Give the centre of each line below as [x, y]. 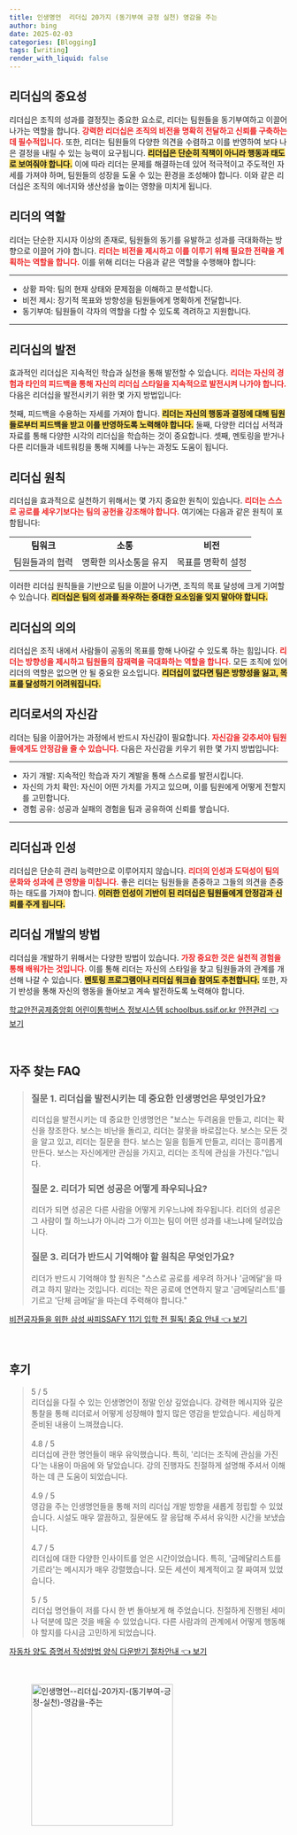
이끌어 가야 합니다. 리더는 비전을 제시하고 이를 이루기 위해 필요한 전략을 [154, 251]
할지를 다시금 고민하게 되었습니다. [98, 1632]
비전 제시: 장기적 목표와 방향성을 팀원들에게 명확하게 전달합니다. [132, 300]
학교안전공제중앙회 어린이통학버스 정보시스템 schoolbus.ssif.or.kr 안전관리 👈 [144, 1010]
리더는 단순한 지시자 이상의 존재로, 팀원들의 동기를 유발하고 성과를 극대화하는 [141, 239]
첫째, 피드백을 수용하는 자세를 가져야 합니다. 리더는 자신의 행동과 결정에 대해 [139, 414]
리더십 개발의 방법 [55, 935]
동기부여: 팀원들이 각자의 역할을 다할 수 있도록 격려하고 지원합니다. [136, 311]
